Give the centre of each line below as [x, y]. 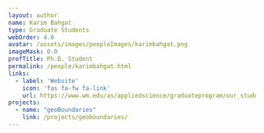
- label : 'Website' [47, 81]
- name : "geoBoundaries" [56, 110]
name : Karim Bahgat [40, 23]
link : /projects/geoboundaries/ [75, 117]
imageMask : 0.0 [33, 52]
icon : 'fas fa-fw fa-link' [66, 88]
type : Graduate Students [49, 30]
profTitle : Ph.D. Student [50, 59]
